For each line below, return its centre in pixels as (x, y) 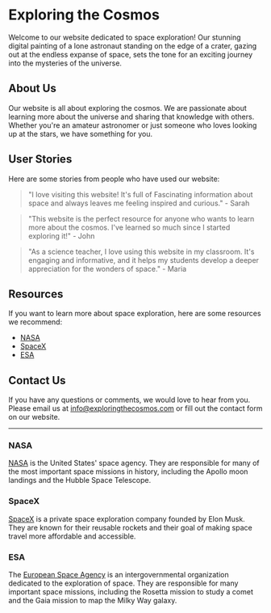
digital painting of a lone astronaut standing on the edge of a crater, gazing (133, 45)
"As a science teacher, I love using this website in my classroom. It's (141, 252)
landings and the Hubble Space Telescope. (80, 480)
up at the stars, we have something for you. (81, 133)
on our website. (34, 417)
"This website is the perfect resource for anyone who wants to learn (141, 218)
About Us (32, 89)
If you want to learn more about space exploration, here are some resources (135, 314)
